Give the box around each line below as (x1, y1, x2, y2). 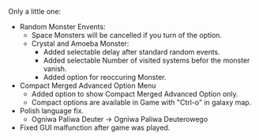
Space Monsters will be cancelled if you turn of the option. (31, 31, 223, 40)
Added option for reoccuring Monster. (43, 73, 167, 81)
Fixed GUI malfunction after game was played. (19, 123, 171, 132)
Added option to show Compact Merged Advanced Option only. (31, 89, 238, 98)
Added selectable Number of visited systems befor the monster (43, 55, 250, 65)
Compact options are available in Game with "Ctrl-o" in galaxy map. (31, 98, 252, 107)
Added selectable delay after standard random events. (43, 47, 221, 56)
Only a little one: (8, 7, 62, 16)
